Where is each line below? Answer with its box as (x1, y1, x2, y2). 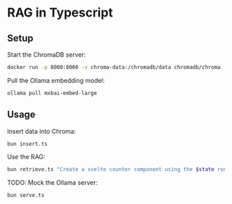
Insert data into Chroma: (7, 127, 77, 135)
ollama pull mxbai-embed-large (7, 90, 97, 96)
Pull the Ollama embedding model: (7, 76, 105, 84)
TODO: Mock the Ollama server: (7, 178, 98, 187)
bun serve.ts (7, 192, 45, 199)
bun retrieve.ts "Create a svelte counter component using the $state (7, 166, 215, 173)
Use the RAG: (7, 153, 46, 161)
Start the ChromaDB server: (7, 50, 86, 59)
